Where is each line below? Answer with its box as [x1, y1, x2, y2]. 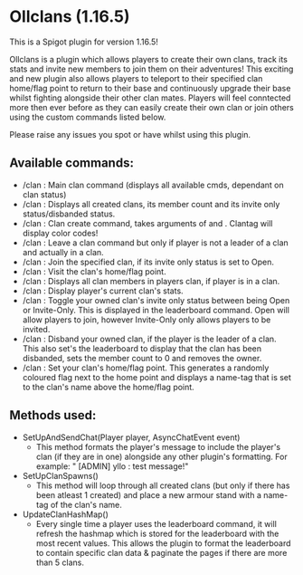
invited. [22, 323, 51, 334]
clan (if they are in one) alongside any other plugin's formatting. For [35, 451, 288, 462]
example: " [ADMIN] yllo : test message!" [35, 460, 189, 472]
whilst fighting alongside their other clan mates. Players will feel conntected [9, 92, 291, 103]
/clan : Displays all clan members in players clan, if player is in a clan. [22, 275, 280, 286]
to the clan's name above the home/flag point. [22, 381, 194, 392]
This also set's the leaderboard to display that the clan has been [22, 342, 262, 354]
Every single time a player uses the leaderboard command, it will [35, 518, 278, 529]
